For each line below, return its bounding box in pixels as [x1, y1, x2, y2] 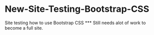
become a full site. [5, 25, 43, 31]
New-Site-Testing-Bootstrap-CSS [5, 3, 149, 15]
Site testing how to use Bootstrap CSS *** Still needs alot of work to [5, 20, 146, 26]
